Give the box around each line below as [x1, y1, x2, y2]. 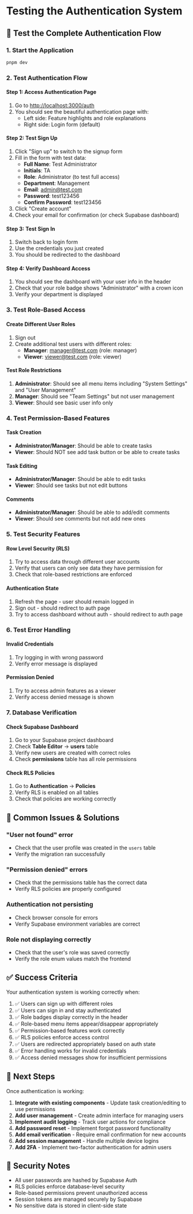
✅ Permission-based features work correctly [14, 1027, 125, 1034]
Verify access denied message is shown [14, 693, 114, 701]
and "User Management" [14, 386, 76, 393]
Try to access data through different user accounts [14, 558, 140, 565]
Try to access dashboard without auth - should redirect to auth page [14, 610, 183, 617]
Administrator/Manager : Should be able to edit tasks [14, 476, 146, 483]
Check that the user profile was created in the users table [14, 844, 156, 851]
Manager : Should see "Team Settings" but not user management [14, 393, 175, 400]
